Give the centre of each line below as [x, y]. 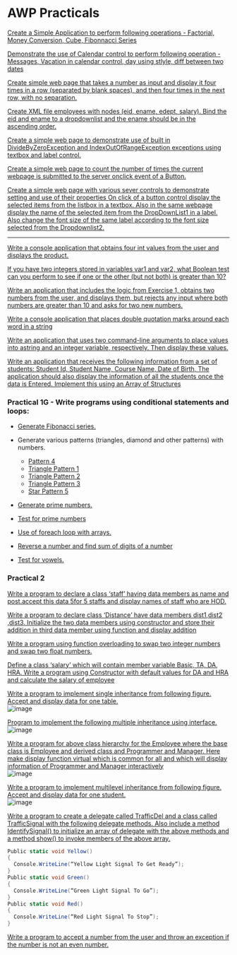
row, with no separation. [42, 98]
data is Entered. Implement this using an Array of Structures [94, 384]
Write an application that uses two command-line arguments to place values [118, 340]
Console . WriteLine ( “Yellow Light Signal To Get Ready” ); [99, 865]
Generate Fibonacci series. [57, 426]
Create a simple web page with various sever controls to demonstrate [108, 189]
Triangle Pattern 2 [54, 476]
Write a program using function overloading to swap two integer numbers [114, 643]
